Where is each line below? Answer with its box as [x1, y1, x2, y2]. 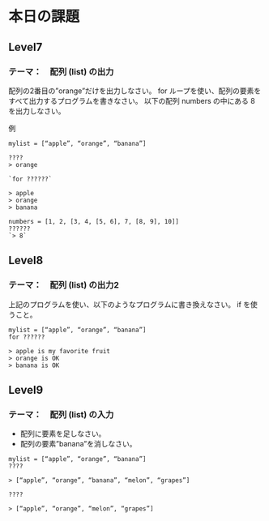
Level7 [8, 40, 43, 53]
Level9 [8, 382, 44, 397]
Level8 [8, 254, 44, 267]
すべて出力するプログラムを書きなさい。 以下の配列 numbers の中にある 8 [8, 96, 255, 105]
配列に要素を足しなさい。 [19, 429, 106, 438]
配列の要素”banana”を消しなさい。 [19, 439, 137, 449]
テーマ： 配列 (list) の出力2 [8, 280, 119, 291]
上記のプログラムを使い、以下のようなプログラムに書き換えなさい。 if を [8, 299, 251, 309]
